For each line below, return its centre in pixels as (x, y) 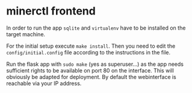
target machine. (26, 34)
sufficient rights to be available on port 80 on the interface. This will (90, 70)
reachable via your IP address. (44, 83)
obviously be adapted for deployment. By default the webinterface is (91, 77)
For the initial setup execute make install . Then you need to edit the (91, 46)
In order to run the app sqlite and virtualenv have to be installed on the (96, 28)
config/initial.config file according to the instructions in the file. (88, 52)
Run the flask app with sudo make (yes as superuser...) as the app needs (95, 64)
